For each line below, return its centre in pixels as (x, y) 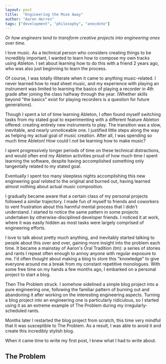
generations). (19, 105)
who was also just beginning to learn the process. (56, 69)
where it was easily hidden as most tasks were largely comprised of (75, 223)
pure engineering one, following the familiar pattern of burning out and (78, 290)
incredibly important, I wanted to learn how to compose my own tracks (78, 58)
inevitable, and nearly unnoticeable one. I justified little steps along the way (82, 130)
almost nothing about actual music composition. (54, 187)
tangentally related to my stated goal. (43, 166)
